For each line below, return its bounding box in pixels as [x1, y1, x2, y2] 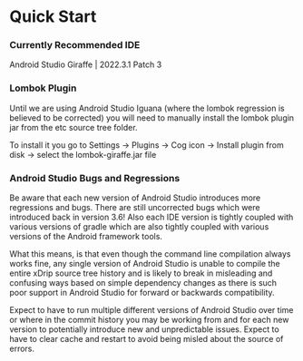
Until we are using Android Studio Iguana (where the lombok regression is [9, 102, 285, 113]
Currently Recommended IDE [9, 39, 141, 52]
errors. [9, 343, 34, 355]
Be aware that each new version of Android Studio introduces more [9, 192, 261, 203]
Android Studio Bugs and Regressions [9, 171, 181, 184]
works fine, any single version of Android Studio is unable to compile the [9, 259, 280, 269]
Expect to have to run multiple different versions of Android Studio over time [9, 305, 294, 316]
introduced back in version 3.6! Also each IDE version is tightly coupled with [9, 211, 294, 223]
